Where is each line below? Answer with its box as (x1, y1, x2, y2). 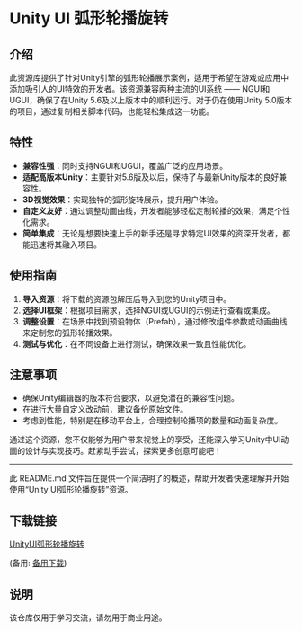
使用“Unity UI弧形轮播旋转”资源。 (9, 484, 133, 495)
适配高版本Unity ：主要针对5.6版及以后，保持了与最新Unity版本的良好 (22, 172, 280, 182)
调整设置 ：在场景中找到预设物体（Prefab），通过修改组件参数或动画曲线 (22, 315, 288, 326)
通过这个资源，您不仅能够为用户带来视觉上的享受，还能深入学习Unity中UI (9, 434, 281, 445)
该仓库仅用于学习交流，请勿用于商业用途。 (9, 612, 167, 623)
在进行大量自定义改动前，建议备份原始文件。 (22, 404, 189, 414)
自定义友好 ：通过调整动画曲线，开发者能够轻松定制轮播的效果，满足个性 (22, 205, 290, 216)
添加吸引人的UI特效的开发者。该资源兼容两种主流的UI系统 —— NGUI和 (9, 84, 271, 94)
